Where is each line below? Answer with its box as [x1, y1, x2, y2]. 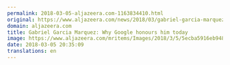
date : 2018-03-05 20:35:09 [7, 41, 84, 48]
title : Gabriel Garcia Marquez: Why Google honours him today [7, 28, 188, 36]
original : [7, 16, 36, 23]
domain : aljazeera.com [7, 22, 72, 29]
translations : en [7, 48, 57, 55]
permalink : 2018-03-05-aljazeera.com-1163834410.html [7, 9, 164, 17]
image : [7, 35, 26, 42]
